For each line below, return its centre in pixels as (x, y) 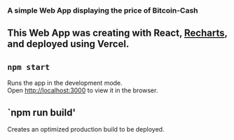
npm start (29, 67)
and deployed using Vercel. (68, 44)
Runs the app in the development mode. (65, 83)
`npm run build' (41, 112)
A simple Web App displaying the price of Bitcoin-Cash (103, 10)
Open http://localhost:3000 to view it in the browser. (83, 90)
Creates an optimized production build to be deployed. (86, 129)
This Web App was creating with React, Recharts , (117, 33)
